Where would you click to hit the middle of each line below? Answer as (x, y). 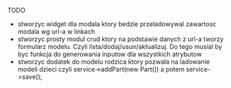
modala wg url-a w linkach (56, 32)
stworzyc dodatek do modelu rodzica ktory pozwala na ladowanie (114, 62)
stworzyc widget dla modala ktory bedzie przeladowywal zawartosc (117, 24)
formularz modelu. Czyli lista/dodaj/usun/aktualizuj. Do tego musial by (120, 46)
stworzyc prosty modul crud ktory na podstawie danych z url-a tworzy (120, 39)
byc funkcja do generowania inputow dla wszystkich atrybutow (109, 54)
